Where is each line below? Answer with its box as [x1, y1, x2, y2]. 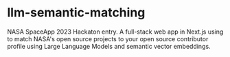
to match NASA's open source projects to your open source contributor [7, 34, 209, 43]
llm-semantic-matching [7, 5, 146, 21]
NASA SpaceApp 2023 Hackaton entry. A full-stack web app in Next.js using [7, 27, 224, 36]
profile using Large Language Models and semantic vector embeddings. [7, 42, 211, 50]
